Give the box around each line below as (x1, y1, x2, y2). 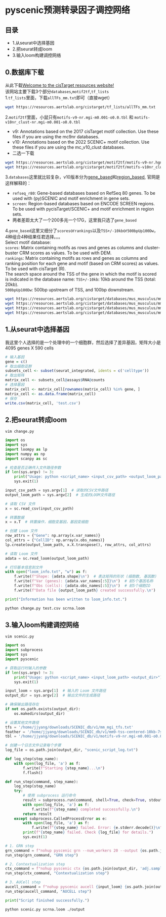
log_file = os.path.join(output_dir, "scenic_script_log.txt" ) (5, 747, 138, 752)
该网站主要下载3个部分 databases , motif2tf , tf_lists (5, 88, 109, 94)
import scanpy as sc (5, 456, 48, 461)
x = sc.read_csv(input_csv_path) (5, 506, 74, 511)
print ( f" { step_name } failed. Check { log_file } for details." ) (23, 830, 154, 835)
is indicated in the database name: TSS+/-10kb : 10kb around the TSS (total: (5, 276, 156, 283)
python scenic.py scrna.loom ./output (5, 907, 85, 912)
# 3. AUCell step (5, 880, 41, 885)
